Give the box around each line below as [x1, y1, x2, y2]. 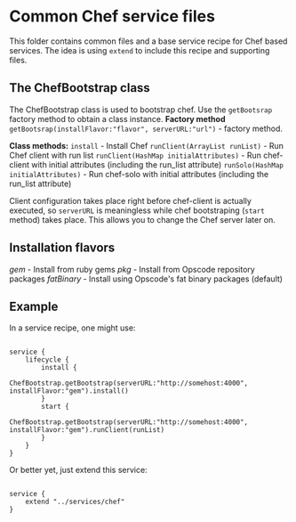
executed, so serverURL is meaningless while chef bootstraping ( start [9, 205, 265, 216]
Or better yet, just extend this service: [9, 465, 148, 476]
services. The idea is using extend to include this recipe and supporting [9, 45, 270, 55]
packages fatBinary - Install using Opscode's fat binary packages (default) [9, 273, 283, 284]
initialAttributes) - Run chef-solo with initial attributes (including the [9, 168, 269, 179]
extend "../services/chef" [25, 497, 125, 507]
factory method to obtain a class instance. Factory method [9, 113, 226, 124]
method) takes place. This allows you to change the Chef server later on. [9, 214, 276, 224]
